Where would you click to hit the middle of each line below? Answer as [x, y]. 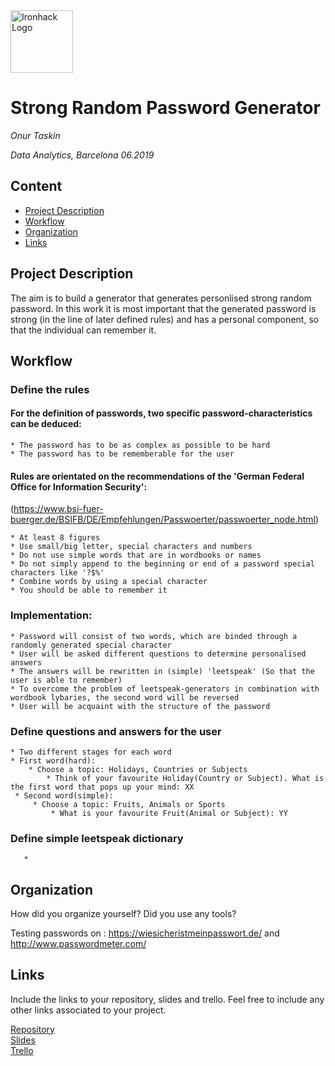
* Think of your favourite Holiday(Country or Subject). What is [185, 778]
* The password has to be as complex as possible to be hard [140, 445]
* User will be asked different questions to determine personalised [158, 654]
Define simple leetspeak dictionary [97, 838]
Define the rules [50, 389]
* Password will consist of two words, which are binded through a [154, 636]
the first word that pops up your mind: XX [102, 787]
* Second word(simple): [64, 795]
